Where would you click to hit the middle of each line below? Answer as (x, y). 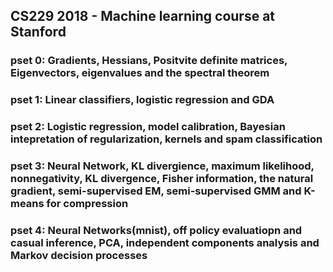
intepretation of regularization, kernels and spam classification (166, 139)
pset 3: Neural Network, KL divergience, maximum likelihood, (162, 166)
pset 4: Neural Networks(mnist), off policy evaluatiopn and (156, 230)
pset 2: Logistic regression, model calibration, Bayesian (148, 127)
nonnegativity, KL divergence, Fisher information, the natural (162, 179)
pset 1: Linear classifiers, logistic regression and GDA (142, 100)
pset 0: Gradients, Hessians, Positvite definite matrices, (149, 61)
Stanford (38, 32)
